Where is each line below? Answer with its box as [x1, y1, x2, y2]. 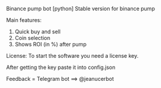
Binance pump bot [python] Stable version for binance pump [6, 5, 155, 12]
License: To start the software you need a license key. [6, 52, 139, 59]
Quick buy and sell [14, 28, 61, 35]
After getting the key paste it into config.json [6, 64, 116, 71]
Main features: [6, 17, 42, 23]
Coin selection [14, 34, 51, 41]
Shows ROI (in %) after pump [14, 41, 86, 48]
